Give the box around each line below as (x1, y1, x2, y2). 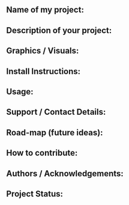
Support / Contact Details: (6, 107, 106, 117)
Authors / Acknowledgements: (6, 168, 124, 179)
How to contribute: (6, 148, 78, 158)
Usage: (6, 87, 34, 97)
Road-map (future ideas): (6, 127, 103, 138)
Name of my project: (6, 5, 84, 15)
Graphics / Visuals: (6, 46, 79, 56)
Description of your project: (6, 25, 112, 35)
